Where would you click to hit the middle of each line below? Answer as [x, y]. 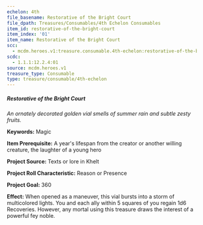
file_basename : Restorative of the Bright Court [69, 17]
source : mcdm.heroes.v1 [37, 68]
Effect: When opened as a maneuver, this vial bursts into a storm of [91, 197]
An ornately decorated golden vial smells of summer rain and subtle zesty [99, 114]
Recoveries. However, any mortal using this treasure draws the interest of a [100, 209]
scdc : [14, 57]
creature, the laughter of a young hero [54, 150]
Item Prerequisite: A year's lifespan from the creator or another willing [95, 144]
